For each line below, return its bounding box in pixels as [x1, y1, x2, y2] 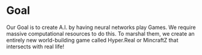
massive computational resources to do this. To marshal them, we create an [6, 30, 195, 37]
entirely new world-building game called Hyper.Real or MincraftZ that [6, 36, 178, 44]
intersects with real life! [6, 43, 65, 50]
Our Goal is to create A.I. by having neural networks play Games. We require [6, 24, 196, 31]
